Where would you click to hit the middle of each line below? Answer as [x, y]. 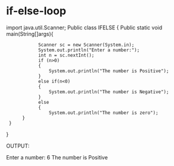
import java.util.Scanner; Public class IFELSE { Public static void [84, 27]
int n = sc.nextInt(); [66, 55]
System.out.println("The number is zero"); [104, 113]
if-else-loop [36, 11]
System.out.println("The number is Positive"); [109, 71]
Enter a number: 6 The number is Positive [57, 157]
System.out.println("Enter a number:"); [89, 50]
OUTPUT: [18, 146]
